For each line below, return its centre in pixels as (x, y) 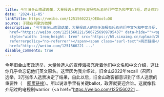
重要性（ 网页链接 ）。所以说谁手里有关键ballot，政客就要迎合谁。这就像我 (81, 83)
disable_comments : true (29, 50)
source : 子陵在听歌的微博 (29, 23)
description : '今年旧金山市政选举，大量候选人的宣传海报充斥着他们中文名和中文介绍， (82, 28)
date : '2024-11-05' (25, 14)
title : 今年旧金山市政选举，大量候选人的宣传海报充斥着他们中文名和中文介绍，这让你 (80, 10)
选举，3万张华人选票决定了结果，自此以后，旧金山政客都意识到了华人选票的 (81, 77)
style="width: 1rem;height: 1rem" (44, 37)
